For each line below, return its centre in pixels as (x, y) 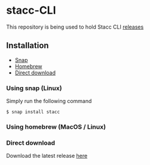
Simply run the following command (49, 101)
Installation (27, 46)
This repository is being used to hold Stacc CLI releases (75, 27)
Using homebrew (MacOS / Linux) (56, 127)
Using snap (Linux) (34, 88)
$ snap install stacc (33, 112)
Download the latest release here (47, 156)
